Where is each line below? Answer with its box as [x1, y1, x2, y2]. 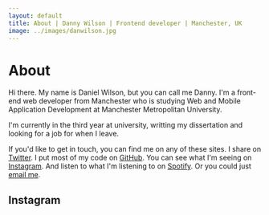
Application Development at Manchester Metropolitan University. [8, 105, 222, 115]
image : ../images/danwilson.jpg [8, 26, 116, 34]
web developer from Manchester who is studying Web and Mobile [22, 96, 241, 106]
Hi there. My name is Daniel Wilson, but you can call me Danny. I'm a [8, 87, 235, 97]
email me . [8, 170, 41, 180]
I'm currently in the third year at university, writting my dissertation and [8, 120, 243, 130]
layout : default [8, 11, 63, 20]
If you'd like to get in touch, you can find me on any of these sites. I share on [8, 144, 262, 154]
